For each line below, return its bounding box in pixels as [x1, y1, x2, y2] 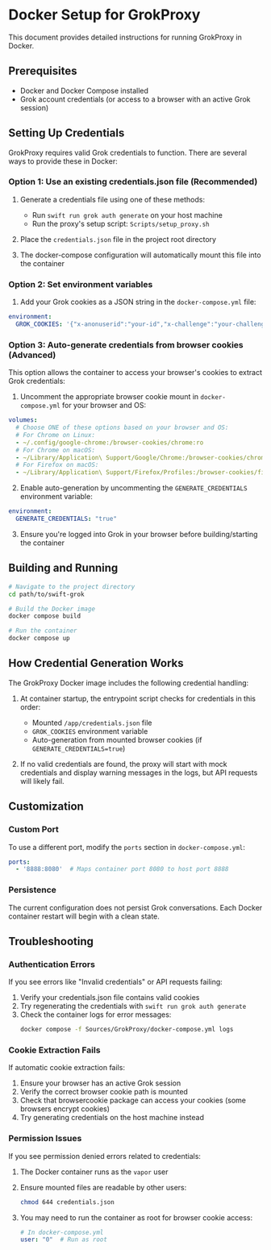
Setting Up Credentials [8, 127, 125, 140]
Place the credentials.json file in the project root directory [19, 234, 216, 244]
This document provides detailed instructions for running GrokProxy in [8, 32, 242, 42]
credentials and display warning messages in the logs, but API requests [19, 768, 258, 777]
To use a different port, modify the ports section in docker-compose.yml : [8, 842, 246, 852]
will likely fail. [19, 776, 65, 785]
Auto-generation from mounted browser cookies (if [31, 735, 202, 744]
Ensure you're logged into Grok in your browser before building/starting [19, 529, 258, 539]
